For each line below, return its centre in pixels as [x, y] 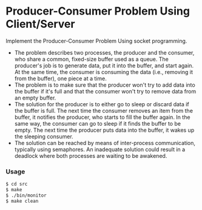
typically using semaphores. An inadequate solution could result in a [100, 149]
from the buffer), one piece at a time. [60, 78]
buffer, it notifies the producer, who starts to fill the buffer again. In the [102, 117]
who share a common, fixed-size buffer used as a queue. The [92, 59]
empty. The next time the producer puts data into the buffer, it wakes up [104, 130]
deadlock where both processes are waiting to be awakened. [91, 155]
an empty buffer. [35, 98]
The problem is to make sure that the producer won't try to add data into [105, 85]
